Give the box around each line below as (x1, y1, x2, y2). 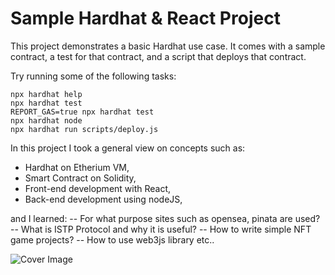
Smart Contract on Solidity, (24, 172, 137, 184)
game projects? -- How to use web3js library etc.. (10, 233, 215, 246)
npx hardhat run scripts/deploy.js (10, 124, 159, 134)
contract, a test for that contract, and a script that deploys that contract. (10, 50, 307, 62)
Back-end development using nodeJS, (24, 193, 183, 205)
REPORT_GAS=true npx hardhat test (10, 107, 155, 117)
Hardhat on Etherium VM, (24, 161, 130, 173)
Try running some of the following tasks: (10, 70, 177, 82)
